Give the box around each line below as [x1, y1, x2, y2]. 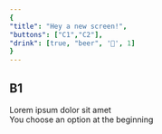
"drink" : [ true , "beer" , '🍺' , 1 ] [9, 38, 136, 48]
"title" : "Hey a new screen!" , [9, 22, 128, 31]
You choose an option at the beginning [9, 114, 154, 125]
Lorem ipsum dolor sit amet [9, 104, 111, 115]
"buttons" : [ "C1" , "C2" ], [9, 30, 103, 39]
